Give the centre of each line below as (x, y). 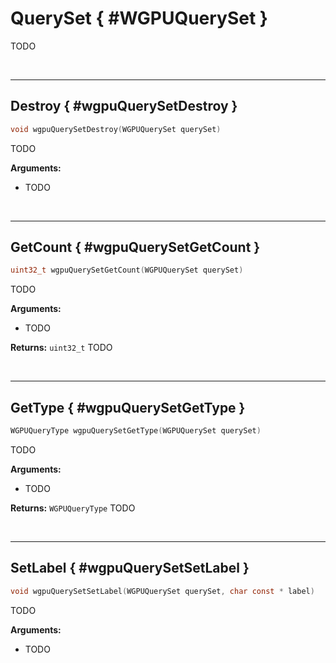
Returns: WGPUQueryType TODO (73, 508)
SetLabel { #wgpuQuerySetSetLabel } (130, 568)
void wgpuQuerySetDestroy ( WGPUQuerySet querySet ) (116, 129)
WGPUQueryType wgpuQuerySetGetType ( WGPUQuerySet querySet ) (136, 431)
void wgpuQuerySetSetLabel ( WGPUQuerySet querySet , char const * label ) (162, 591)
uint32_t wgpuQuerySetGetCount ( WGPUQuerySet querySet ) (127, 270)
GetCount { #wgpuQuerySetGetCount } (135, 247)
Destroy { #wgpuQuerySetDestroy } (124, 106)
